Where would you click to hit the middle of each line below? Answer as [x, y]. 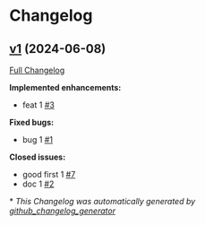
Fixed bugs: [32, 122]
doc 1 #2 [38, 184]
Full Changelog [37, 70]
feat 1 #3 [38, 105]
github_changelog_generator [63, 211]
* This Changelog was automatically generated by [102, 201]
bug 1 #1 [38, 139]
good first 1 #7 [49, 174]
